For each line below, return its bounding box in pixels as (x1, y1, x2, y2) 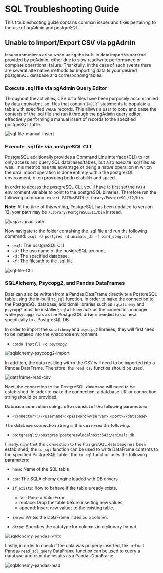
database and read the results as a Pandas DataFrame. (5, 553, 115, 558)
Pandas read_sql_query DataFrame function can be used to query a (5, 548, 140, 554)
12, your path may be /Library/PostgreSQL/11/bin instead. (5, 209, 122, 215)
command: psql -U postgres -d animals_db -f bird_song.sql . (5, 233, 131, 239)
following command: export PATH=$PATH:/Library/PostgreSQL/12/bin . (5, 195, 145, 201)
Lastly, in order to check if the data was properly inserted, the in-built (5, 542, 145, 548)
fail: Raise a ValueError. (19, 494, 66, 500)
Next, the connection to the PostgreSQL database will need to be (5, 384, 135, 389)
